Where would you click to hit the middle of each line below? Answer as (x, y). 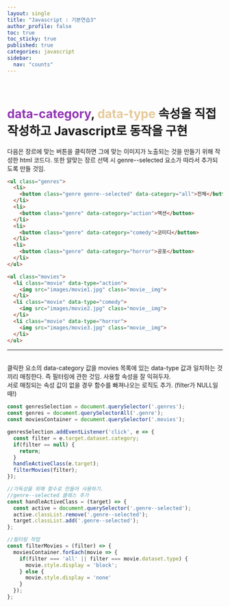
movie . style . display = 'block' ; (71, 565)
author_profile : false (39, 26)
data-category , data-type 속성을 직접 (112, 114)
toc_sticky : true (32, 39)
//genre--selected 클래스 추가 (48, 495)
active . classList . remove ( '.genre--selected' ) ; (81, 514)
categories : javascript (41, 52)
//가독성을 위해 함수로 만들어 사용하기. (55, 489)
